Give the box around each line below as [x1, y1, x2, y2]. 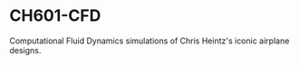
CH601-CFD [9, 5, 101, 26]
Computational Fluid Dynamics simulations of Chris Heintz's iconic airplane [9, 35, 290, 46]
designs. [9, 44, 42, 55]
